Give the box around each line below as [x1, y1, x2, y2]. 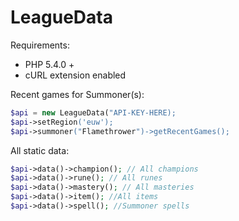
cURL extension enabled [24, 69, 127, 81]
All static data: [10, 144, 70, 156]
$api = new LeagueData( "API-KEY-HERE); [10, 107, 177, 118]
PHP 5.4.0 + [24, 58, 75, 70]
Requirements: [10, 39, 70, 51]
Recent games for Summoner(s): [10, 88, 145, 100]
